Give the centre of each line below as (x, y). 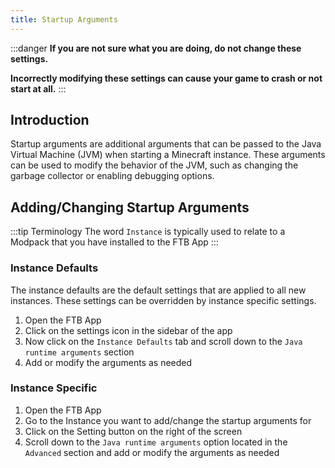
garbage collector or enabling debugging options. (112, 176)
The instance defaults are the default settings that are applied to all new (158, 290)
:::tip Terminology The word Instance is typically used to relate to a (148, 232)
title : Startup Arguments (64, 19)
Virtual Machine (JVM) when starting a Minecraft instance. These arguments (168, 155)
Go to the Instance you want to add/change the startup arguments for (168, 420)
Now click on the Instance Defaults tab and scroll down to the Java (163, 341)
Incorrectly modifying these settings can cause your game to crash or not (166, 78)
